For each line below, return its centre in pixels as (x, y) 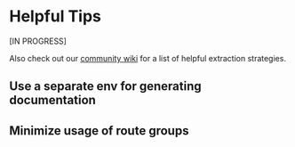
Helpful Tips (56, 16)
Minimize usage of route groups (99, 131)
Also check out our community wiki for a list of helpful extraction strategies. (148, 58)
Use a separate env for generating (105, 86)
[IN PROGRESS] (38, 41)
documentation (52, 100)
